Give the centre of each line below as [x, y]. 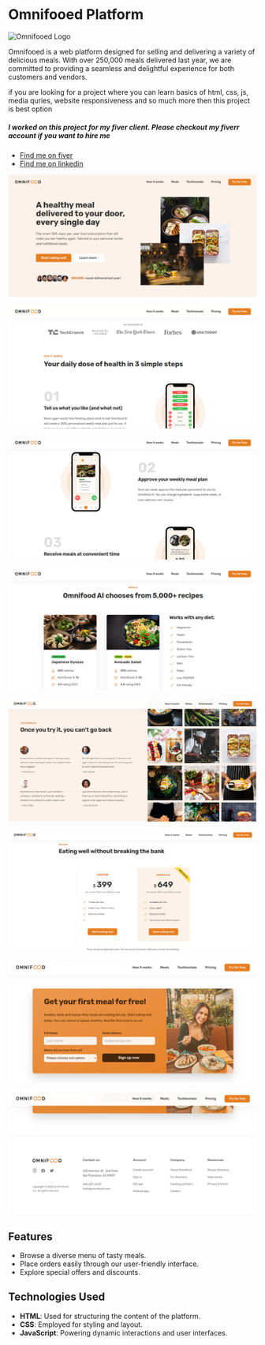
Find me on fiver [46, 155]
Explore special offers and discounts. [80, 1272]
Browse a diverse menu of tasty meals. [83, 1256]
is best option [30, 109]
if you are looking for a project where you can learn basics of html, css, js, [128, 92]
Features [30, 1236]
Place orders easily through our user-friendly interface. [109, 1264]
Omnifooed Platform [76, 15]
